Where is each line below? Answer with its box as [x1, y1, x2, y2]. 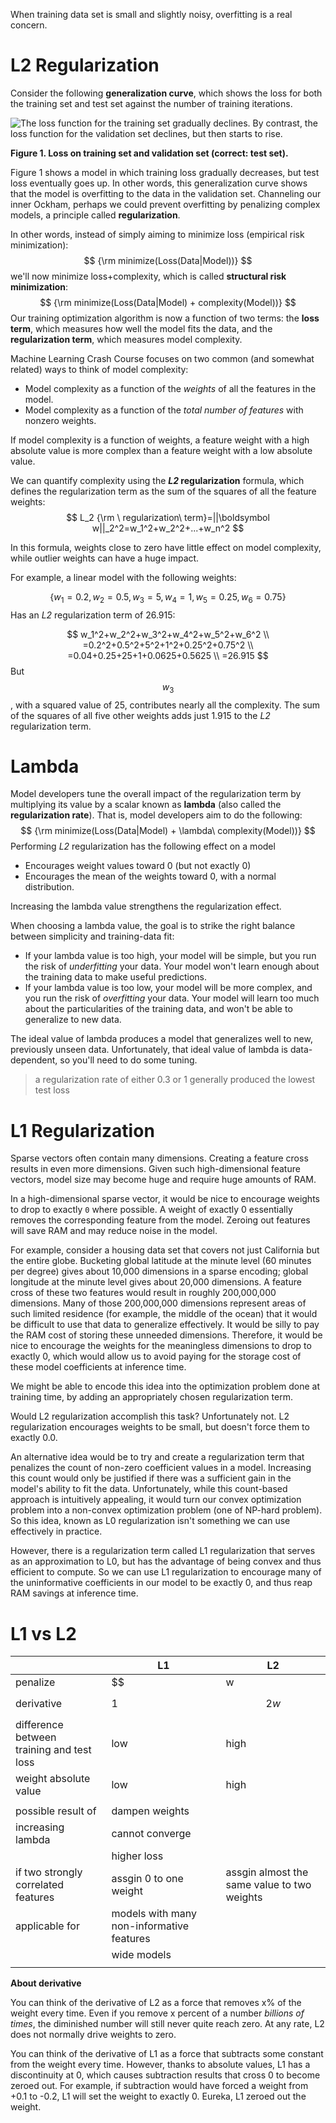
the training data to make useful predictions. [24, 971, 207, 983]
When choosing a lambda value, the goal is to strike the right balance [10, 920, 296, 932]
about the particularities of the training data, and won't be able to [24, 1003, 293, 1015]
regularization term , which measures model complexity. [10, 333, 243, 345]
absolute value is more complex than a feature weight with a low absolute [10, 444, 313, 456]
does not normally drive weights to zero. [10, 2029, 177, 2041]
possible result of [15, 1804, 97, 1818]
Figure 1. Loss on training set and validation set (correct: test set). [10, 147, 289, 159]
